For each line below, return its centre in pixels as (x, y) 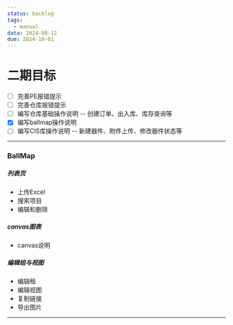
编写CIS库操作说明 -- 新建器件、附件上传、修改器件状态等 (100, 131)
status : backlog (31, 14)
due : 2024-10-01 (31, 39)
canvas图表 (24, 227)
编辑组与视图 (25, 262)
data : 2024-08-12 (32, 33)
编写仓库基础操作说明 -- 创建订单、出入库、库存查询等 (95, 114)
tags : (15, 20)
